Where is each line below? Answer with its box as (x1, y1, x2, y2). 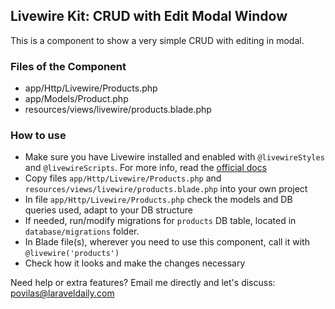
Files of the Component (10, 59, 127, 73)
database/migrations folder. (24, 225, 140, 238)
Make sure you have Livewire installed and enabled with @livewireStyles (24, 151, 325, 163)
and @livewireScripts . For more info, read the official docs (24, 162, 268, 174)
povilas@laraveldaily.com (10, 287, 115, 299)
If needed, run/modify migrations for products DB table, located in (24, 215, 297, 227)
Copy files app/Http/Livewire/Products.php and (24, 172, 222, 184)
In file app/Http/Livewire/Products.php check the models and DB (24, 194, 293, 206)
